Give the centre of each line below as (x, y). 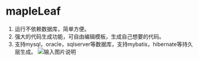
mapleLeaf (33, 11)
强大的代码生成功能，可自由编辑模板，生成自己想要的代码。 (89, 36)
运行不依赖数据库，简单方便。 (52, 29)
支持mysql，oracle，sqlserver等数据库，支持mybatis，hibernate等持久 (104, 44)
